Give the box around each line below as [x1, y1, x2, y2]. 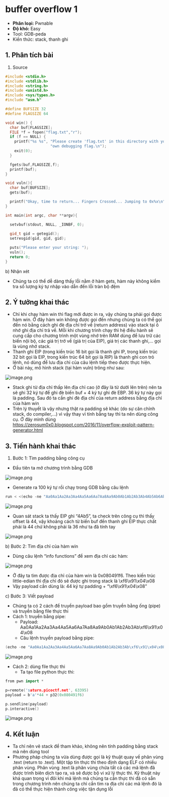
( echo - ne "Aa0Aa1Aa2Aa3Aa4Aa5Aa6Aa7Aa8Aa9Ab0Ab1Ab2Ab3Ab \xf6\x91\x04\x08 [5, 645, 165, 650]
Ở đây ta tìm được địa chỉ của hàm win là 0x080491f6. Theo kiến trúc [12, 573, 156, 579]
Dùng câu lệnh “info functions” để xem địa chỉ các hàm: [12, 553, 128, 559]
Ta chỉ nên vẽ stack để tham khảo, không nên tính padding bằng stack [12, 743, 158, 749]
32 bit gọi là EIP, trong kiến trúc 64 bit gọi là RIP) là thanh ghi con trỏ [12, 354, 154, 360]
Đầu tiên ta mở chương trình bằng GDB [12, 465, 93, 471]
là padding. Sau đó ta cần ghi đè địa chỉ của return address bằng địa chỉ [12, 395, 162, 401]
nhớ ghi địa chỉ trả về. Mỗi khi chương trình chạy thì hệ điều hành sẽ [12, 327, 153, 334]
